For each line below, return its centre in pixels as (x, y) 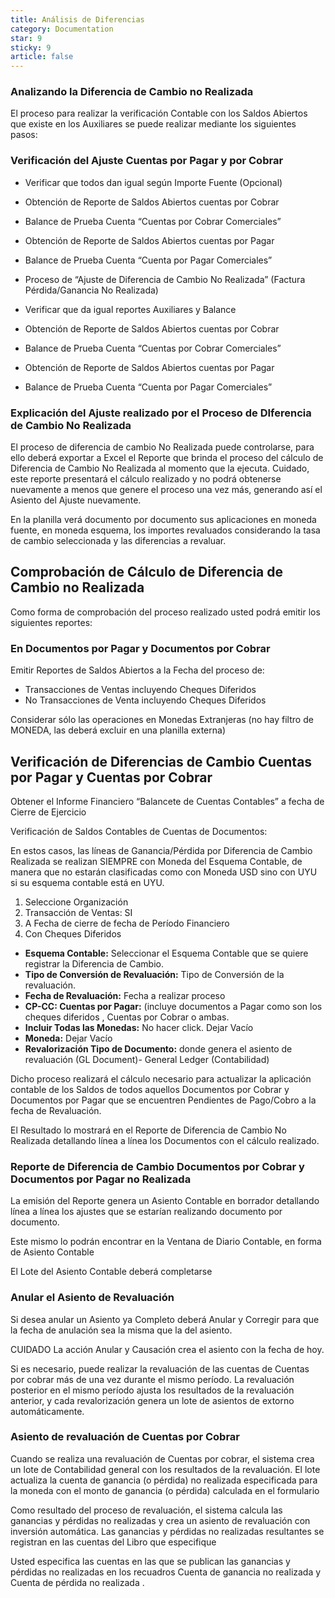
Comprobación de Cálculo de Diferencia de (147, 572)
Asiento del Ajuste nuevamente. (76, 500)
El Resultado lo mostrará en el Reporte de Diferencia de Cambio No (148, 1130)
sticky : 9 (31, 47)
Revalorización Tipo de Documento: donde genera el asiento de (158, 1048)
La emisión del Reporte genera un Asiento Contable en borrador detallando (165, 1201)
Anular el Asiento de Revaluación (92, 1298)
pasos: (24, 135)
